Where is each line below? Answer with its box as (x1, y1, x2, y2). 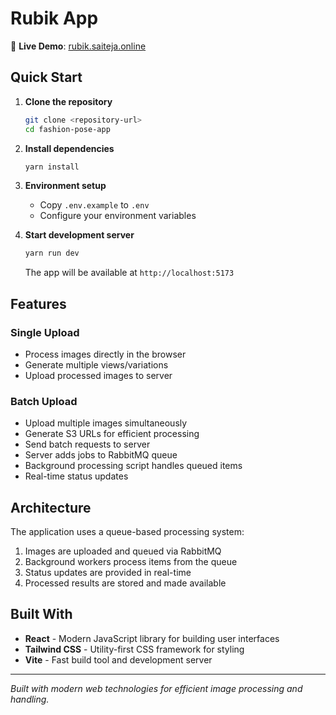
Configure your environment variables (39, 210, 197, 222)
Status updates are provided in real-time (24, 567, 192, 579)
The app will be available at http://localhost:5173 (24, 267, 235, 279)
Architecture (10, 499, 92, 516)
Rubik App (10, 7, 99, 30)
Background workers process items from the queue (24, 556, 238, 568)
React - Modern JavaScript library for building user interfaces (24, 632, 280, 644)
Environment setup (24, 180, 107, 192)
